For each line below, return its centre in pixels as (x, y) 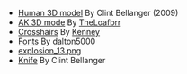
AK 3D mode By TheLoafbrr (69, 22)
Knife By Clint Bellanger (62, 60)
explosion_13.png (49, 51)
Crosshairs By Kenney (59, 32)
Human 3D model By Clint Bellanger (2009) (98, 13)
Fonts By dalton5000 (57, 41)
